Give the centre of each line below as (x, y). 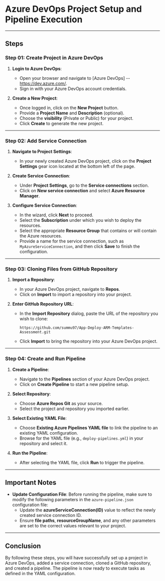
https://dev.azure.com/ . (43, 83)
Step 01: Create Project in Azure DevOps (54, 58)
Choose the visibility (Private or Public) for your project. (76, 118)
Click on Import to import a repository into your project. (76, 295)
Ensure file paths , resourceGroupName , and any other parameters (87, 520)
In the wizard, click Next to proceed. (56, 215)
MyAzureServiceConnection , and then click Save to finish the (80, 246)
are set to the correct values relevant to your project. (73, 526)
